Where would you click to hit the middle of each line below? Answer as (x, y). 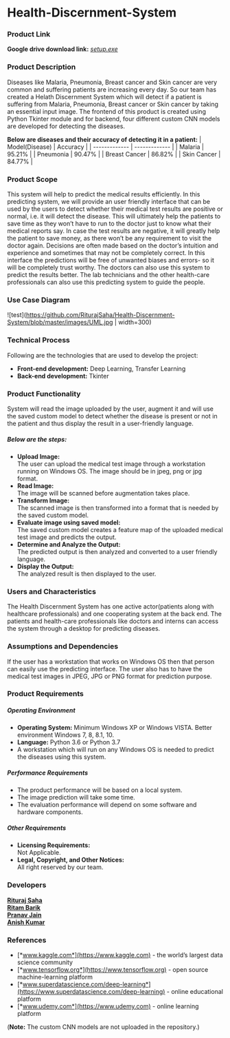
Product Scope (33, 179)
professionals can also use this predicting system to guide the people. (106, 282)
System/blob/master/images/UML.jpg (60, 323)
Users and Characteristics (51, 591)
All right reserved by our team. (60, 867)
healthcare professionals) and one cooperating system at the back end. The (114, 614)
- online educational (195, 991)
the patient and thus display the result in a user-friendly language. (100, 423)
